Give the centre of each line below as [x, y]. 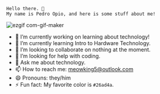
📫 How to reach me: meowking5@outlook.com [74, 69]
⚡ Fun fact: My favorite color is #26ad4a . [64, 85]
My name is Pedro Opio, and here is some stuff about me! [81, 14]
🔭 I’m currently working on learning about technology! [82, 37]
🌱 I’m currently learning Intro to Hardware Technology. [83, 43]
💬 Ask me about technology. [50, 62]
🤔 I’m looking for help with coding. [58, 56]
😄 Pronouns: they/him [43, 78]
